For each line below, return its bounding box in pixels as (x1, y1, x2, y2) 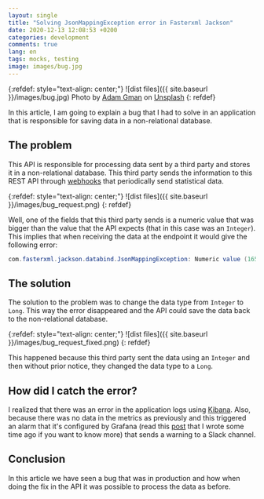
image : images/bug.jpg (8, 63, 82, 71)
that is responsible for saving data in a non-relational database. (8, 115, 213, 126)
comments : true (8, 41, 58, 49)
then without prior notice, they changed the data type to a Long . (8, 362, 214, 371)
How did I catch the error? (8, 384, 137, 397)
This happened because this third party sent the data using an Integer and (8, 353, 250, 362)
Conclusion (8, 453, 66, 466)
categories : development (8, 33, 90, 42)
